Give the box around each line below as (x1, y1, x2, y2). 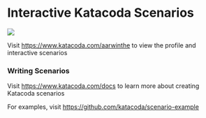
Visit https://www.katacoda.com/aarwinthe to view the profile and (7, 40, 197, 50)
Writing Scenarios (7, 66, 70, 75)
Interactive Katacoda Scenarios (7, 5, 194, 21)
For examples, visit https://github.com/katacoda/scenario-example (7, 103, 199, 111)
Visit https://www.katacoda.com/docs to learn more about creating (7, 82, 200, 90)
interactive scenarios (7, 48, 68, 57)
